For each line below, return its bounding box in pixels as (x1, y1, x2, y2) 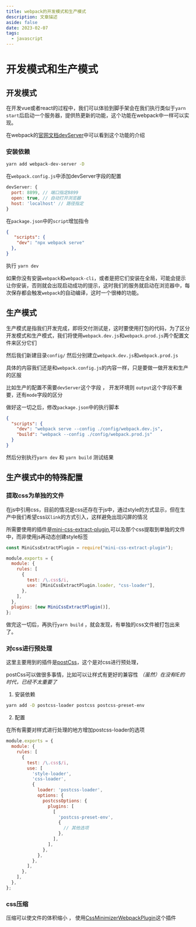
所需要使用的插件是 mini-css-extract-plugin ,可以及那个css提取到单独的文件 (6, 526, 185, 533)
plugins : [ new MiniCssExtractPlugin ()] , (11, 604, 111, 610)
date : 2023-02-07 (6, 25, 48, 31)
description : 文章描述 (6, 14, 58, 20)
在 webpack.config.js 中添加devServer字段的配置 (6, 173, 121, 180)
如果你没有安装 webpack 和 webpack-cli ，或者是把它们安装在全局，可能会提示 (6, 274, 186, 281)
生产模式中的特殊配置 (6, 472, 83, 483)
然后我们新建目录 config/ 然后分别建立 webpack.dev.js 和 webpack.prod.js (6, 352, 178, 359)
